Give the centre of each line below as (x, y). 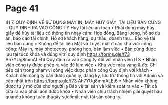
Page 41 (22, 9)
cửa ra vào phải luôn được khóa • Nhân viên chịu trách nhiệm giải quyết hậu (84, 91)
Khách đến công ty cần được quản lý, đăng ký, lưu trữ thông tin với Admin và (84, 75)
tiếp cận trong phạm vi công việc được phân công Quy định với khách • (79, 70)
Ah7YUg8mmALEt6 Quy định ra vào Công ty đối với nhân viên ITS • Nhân (81, 59)
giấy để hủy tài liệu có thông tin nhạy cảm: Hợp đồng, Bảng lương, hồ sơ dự (83, 33)
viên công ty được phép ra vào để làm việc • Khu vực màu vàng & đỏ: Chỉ (81, 65)
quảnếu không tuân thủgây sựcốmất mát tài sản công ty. (63, 97)
